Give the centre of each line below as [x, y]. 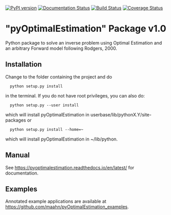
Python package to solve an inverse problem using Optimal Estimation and [84, 43]
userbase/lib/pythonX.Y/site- [121, 114]
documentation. [22, 173]
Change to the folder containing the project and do [59, 76]
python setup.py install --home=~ [47, 129]
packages [16, 120]
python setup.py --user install [45, 105]
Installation [24, 64]
